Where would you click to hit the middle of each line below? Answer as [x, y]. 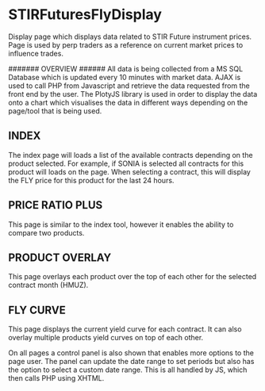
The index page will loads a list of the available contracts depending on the [131, 155]
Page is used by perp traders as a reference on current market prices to [126, 44]
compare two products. [46, 232]
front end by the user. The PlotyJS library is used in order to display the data [133, 94]
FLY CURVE [37, 310]
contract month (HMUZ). [48, 285]
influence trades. [36, 53]
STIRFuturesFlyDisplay [85, 15]
